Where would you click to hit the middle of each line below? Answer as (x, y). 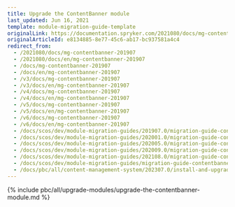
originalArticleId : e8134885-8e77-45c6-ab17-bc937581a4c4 (93, 40)
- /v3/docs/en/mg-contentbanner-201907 (72, 85)
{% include (23, 190)
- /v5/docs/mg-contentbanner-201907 (67, 105)
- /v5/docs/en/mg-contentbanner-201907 (72, 111)
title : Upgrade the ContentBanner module (69, 14)
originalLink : (28, 33)
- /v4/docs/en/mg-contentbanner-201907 (72, 99)
